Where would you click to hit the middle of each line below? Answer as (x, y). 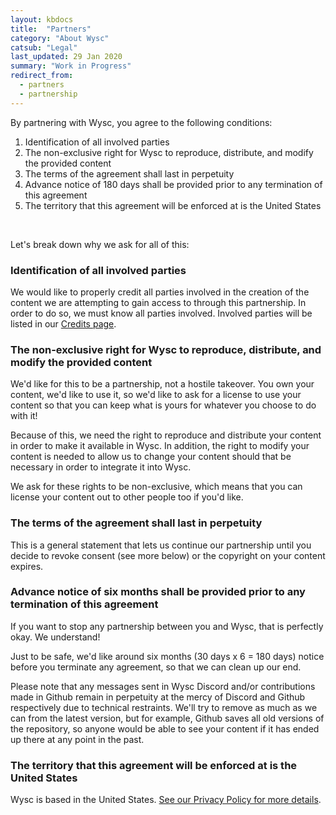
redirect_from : (42, 76)
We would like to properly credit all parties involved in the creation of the (160, 292)
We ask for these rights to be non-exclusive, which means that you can (156, 487)
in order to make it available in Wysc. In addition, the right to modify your (160, 446)
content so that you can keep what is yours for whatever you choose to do (163, 405)
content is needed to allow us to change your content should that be (151, 457)
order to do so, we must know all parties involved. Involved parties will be (161, 313)
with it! (24, 416)
